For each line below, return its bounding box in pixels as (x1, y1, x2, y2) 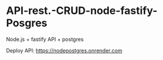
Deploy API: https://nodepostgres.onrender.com (6, 47, 122, 54)
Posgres (6, 16, 48, 30)
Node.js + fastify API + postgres (6, 36, 84, 43)
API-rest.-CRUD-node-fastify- (6, 4, 158, 17)
